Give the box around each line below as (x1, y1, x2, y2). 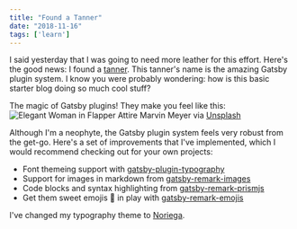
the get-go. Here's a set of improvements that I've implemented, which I (9, 137, 276, 148)
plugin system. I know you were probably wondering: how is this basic (9, 74, 270, 84)
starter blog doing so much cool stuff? (9, 83, 151, 94)
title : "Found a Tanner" (9, 13, 103, 22)
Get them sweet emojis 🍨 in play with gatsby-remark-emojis (22, 192, 244, 203)
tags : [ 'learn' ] (9, 30, 70, 39)
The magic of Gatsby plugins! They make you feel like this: (9, 101, 227, 111)
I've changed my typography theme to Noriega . (9, 210, 185, 221)
